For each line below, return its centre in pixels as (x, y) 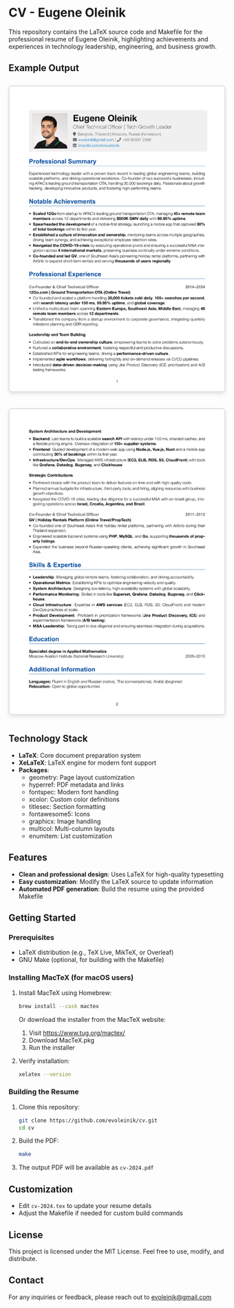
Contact (26, 1280)
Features (28, 857)
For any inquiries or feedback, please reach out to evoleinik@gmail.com (110, 1297)
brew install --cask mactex (58, 1006)
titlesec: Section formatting (67, 806)
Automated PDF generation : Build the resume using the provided (111, 889)
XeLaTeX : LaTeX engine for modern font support (87, 763)
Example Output (44, 68)
